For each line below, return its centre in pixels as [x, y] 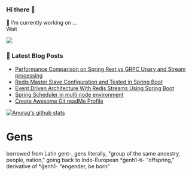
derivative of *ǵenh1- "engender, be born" [58, 166]
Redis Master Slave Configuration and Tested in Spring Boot [89, 82]
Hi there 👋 [21, 10]
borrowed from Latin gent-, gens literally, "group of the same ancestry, [93, 153]
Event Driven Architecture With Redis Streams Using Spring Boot [95, 88]
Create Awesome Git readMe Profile [59, 101]
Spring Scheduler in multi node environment [69, 94]
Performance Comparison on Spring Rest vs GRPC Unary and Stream [100, 69]
